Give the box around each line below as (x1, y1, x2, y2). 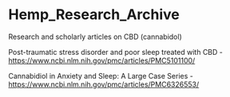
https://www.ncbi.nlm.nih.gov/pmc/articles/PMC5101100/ (8, 56, 196, 65)
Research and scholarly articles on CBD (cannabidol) (8, 32, 182, 41)
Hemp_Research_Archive (8, 6, 180, 24)
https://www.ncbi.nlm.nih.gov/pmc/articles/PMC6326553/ (8, 80, 200, 89)
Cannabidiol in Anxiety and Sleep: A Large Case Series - (8, 71, 193, 80)
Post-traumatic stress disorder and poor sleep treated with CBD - (8, 47, 224, 56)
